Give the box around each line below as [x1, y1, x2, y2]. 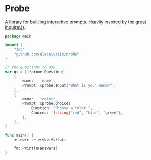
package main [5, 34, 32, 39]
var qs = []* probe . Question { [5, 69, 64, 75]
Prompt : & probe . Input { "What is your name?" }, [22, 83, 117, 88]
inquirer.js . [5, 24, 26, 30]
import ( [5, 42, 23, 47]
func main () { [5, 133, 34, 138]
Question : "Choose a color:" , [31, 106, 93, 111]
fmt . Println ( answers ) [14, 146, 57, 151]
